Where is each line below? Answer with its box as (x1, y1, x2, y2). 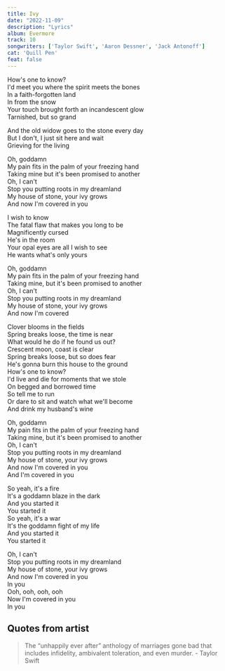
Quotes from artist (7, 623, 90, 634)
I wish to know (7, 213, 49, 221)
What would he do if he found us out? (7, 337, 116, 346)
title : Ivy (7, 10, 39, 18)
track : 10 (7, 37, 36, 44)
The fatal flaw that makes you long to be (7, 221, 124, 229)
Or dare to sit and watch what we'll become (7, 397, 133, 405)
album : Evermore (7, 30, 55, 37)
